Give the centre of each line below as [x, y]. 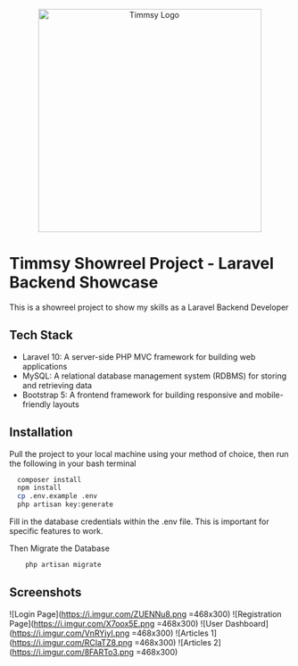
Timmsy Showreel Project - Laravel [142, 264]
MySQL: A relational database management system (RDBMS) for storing [154, 376]
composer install [50, 479]
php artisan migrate [63, 565]
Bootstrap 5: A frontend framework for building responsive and [137, 395]
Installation [41, 433]
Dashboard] [247, 623]
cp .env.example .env [58, 496]
